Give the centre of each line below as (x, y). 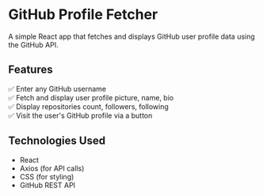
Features (30, 70)
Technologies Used (57, 141)
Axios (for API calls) (52, 168)
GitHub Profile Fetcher (83, 15)
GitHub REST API (48, 185)
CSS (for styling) (47, 176)
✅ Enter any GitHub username (57, 89)
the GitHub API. (33, 44)
